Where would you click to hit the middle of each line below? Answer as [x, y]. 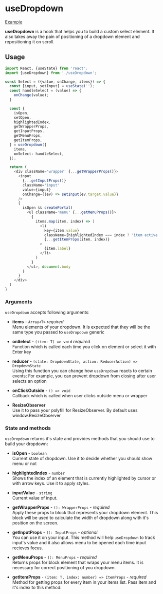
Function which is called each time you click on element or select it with [84, 347]
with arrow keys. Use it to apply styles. [51, 483]
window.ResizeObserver [36, 416]
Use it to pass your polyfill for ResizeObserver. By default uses [75, 410]
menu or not [24, 464]
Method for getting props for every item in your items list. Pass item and [84, 582]
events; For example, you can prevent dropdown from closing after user [84, 376]
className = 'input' [41, 185]
